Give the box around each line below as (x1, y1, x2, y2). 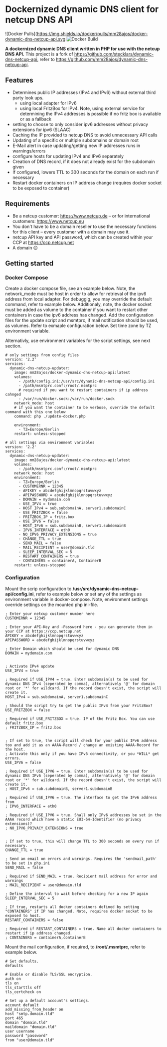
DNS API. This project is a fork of (5, 51, 73, 57)
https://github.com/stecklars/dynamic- (74, 51, 154, 57)
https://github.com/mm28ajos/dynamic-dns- (55, 56, 148, 62)
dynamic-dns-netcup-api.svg (5, 36, 66, 42)
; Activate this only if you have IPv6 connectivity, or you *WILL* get (5, 751, 160, 756)
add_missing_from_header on (5, 1006, 64, 1012)
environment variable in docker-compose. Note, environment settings (5, 596, 148, 602)
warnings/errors (12, 147, 46, 153)
